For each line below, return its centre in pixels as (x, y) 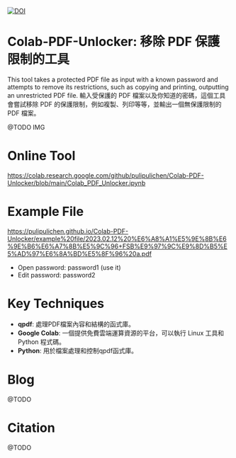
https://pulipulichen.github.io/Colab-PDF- (68, 231)
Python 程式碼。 (41, 342)
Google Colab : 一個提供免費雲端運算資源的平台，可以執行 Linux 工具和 (121, 333)
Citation (31, 428)
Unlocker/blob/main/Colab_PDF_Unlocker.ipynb (77, 183)
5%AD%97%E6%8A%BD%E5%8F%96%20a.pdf (80, 253)
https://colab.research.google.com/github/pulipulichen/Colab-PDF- (106, 175)
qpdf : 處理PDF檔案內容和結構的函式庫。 (76, 324)
